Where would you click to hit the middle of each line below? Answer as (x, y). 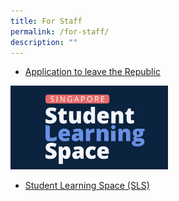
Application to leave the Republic (92, 72)
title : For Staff (46, 21)
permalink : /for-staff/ (60, 31)
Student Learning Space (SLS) (87, 185)
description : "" (44, 42)
